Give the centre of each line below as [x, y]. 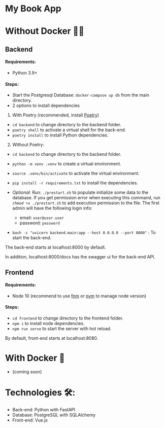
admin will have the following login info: [52, 208]
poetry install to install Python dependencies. [60, 135]
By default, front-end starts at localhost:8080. [52, 338]
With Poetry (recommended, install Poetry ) [56, 115]
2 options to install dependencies [46, 106]
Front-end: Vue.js [30, 420]
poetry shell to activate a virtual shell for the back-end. [69, 130]
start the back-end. [32, 238]
